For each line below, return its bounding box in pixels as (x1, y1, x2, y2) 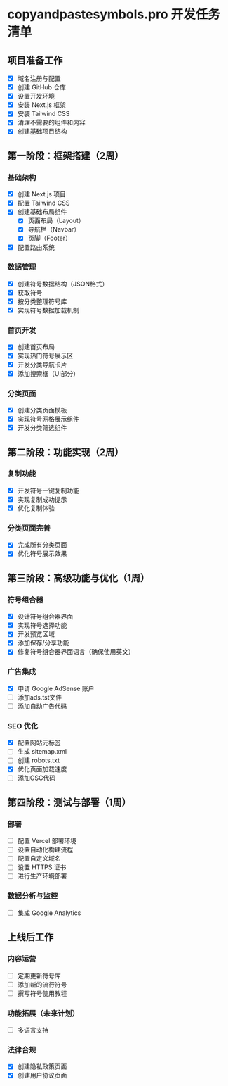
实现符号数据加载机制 (17, 306, 79, 315)
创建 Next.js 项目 (17, 190, 67, 198)
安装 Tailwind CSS (17, 110, 70, 118)
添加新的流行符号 (17, 980, 67, 989)
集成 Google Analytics (17, 909, 81, 917)
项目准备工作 (7, 54, 63, 66)
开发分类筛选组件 (17, 424, 67, 432)
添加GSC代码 (17, 774, 56, 782)
